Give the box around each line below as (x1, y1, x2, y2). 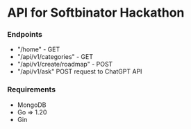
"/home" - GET (17, 45, 60, 53)
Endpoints (7, 30, 43, 40)
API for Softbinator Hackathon (7, 5, 185, 21)
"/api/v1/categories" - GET (17, 53, 94, 61)
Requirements (7, 85, 56, 94)
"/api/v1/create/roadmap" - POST (17, 60, 113, 69)
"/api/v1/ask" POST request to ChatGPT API (17, 67, 142, 76)
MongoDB (17, 101, 47, 109)
